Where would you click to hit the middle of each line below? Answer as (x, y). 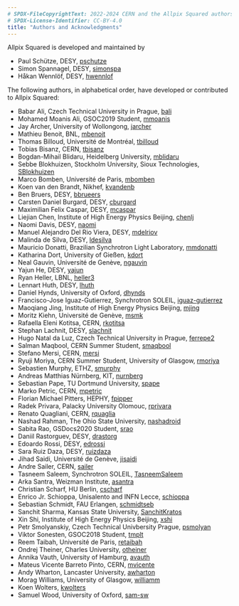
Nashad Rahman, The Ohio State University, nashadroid (99, 421)
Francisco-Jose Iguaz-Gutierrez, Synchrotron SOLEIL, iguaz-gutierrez (120, 300)
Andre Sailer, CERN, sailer (55, 467)
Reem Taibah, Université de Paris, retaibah (80, 542)
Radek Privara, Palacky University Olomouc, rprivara (95, 406)
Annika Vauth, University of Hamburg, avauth (84, 557)
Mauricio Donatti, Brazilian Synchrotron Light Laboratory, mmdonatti (117, 248)
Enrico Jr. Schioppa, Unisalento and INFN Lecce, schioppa (103, 497)
